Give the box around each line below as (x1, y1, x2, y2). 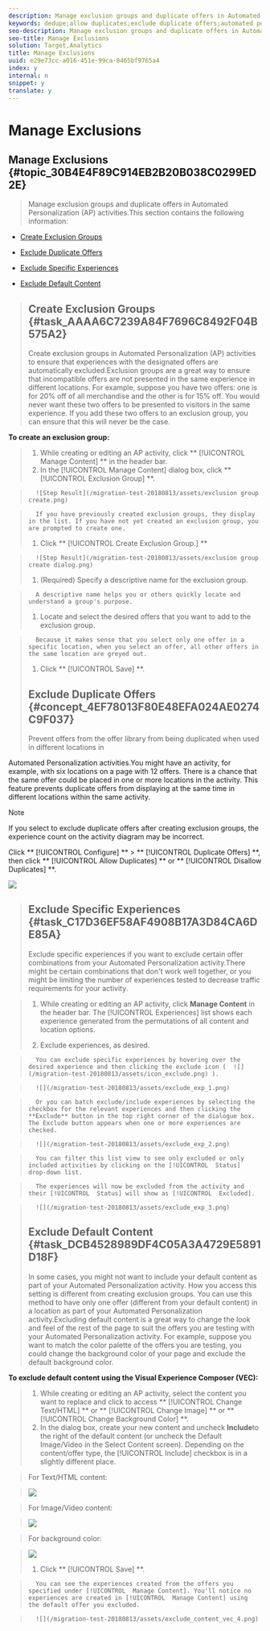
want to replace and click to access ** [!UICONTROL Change (39, 1396, 243, 1407)
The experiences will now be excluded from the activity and (35, 1182, 245, 1190)
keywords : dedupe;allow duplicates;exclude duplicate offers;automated (8, 19, 253, 27)
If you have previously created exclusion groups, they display (35, 510, 256, 518)
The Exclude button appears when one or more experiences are (27, 1119, 241, 1127)
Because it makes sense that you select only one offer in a (35, 636, 245, 644)
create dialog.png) (27, 561, 94, 569)
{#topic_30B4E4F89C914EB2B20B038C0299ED (8, 166, 257, 179)
